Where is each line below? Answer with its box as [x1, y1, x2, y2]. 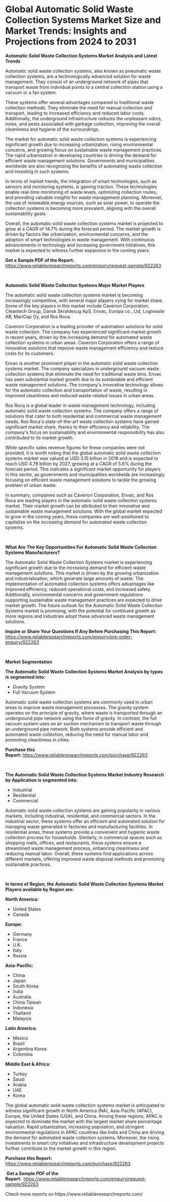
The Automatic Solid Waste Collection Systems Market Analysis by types [5, 668, 163, 675]
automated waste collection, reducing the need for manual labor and [5, 731, 149, 737]
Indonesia [12, 1004, 33, 1010]
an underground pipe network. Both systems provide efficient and [5, 726, 143, 732]
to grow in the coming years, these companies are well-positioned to [5, 513, 149, 519]
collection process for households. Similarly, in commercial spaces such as [5, 834, 162, 840]
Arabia [12, 1081, 27, 1087]
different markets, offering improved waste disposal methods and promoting [5, 856, 165, 862]
